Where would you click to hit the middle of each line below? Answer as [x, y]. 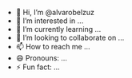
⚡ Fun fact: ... [38, 67]
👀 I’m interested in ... [50, 21]
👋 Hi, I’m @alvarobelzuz [55, 12]
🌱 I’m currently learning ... [58, 29]
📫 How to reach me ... [53, 47]
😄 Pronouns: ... [42, 58]
